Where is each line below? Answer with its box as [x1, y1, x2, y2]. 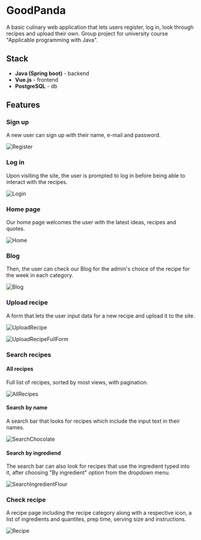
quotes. [6, 225, 25, 232]
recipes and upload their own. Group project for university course [6, 29, 168, 37]
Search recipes [6, 350, 52, 358]
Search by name [6, 404, 48, 411]
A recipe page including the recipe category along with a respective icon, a [6, 509, 192, 517]
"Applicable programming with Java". [6, 36, 98, 43]
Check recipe [6, 496, 46, 504]
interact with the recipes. [6, 178, 68, 185]
